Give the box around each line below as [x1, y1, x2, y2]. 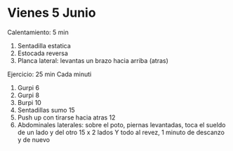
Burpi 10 [17, 98, 42, 106]
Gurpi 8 [17, 91, 40, 99]
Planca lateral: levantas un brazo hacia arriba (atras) [17, 56, 168, 64]
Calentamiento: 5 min [7, 28, 69, 36]
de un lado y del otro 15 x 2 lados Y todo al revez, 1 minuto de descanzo [17, 128, 225, 136]
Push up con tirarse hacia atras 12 [17, 113, 116, 122]
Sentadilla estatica [17, 41, 72, 50]
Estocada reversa [17, 49, 69, 57]
